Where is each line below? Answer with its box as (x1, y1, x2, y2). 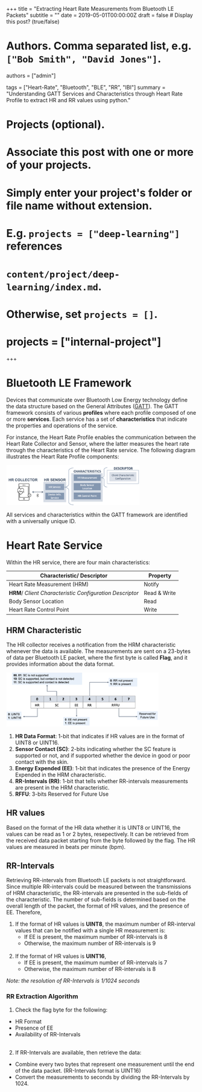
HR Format (14, 1018, 42, 1025)
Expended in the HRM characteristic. (14, 771, 107, 778)
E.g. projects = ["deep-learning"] (6, 226, 180, 240)
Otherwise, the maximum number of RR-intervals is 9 (24, 940, 156, 947)
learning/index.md (6, 281, 98, 293)
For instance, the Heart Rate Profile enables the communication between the (6, 434, 197, 441)
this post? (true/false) (6, 18, 60, 25)
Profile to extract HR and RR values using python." (6, 96, 131, 103)
